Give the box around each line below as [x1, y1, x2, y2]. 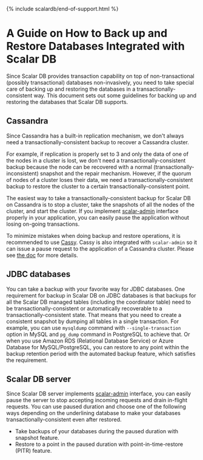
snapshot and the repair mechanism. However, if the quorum [39, 170, 191, 177]
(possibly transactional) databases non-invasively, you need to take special [6, 78, 195, 86]
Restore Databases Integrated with [6, 40, 185, 54]
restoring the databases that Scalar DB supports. [6, 98, 128, 105]
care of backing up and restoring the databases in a [6, 85, 136, 92]
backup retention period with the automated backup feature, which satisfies [6, 350, 196, 357]
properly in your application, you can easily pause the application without [6, 214, 190, 221]
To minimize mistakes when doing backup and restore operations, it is [6, 232, 181, 239]
